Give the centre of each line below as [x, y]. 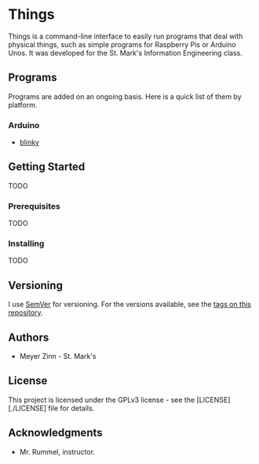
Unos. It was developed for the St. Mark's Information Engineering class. [126, 53]
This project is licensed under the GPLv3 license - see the [102, 400]
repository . [26, 312]
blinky [29, 142]
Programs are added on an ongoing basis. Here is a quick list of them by [125, 97]
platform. [23, 104]
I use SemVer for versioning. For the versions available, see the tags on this [129, 305]
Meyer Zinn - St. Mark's [58, 356]
